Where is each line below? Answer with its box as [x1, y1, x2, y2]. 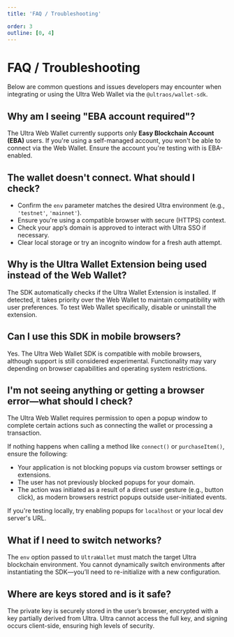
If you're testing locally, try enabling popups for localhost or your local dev [7, 507, 224, 515]
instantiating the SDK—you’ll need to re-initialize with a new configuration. [7, 568, 221, 576]
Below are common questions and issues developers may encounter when [7, 83, 222, 91]
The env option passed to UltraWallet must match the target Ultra [7, 553, 197, 561]
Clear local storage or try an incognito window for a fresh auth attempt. [17, 238, 222, 246]
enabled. [7, 151, 33, 160]
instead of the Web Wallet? [7, 269, 127, 281]
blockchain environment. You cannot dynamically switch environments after [7, 561, 226, 569]
